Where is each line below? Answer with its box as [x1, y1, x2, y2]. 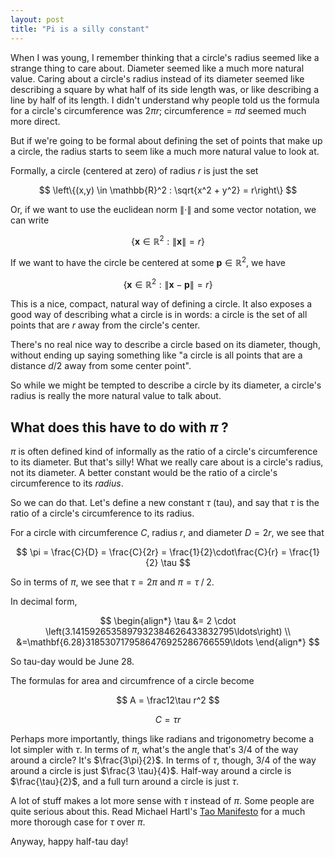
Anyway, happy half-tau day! [10, 836, 129, 848]
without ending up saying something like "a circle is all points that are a [10, 349, 303, 361]
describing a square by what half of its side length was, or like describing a [10, 83, 319, 95]
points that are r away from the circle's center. [10, 319, 201, 331]
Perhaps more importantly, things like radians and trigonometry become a [10, 733, 315, 745]
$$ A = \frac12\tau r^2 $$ [116, 694, 220, 706]
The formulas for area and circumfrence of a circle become [10, 675, 255, 687]
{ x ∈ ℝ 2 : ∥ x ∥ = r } [130, 233, 206, 247]
